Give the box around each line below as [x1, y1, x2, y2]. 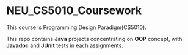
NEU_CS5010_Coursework [6, 4, 142, 18]
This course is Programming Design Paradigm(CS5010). [6, 24, 146, 31]
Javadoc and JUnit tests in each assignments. [6, 42, 123, 49]
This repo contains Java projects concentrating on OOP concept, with [6, 35, 183, 42]
